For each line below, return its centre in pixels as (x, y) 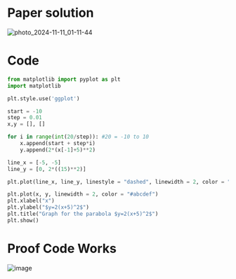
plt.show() (23, 220)
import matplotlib (34, 86)
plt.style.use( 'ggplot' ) (44, 98)
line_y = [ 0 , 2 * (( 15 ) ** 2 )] (47, 169)
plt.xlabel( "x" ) (31, 201)
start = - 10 (25, 111)
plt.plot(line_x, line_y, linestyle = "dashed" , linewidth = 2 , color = (116, 182)
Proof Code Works (62, 249)
